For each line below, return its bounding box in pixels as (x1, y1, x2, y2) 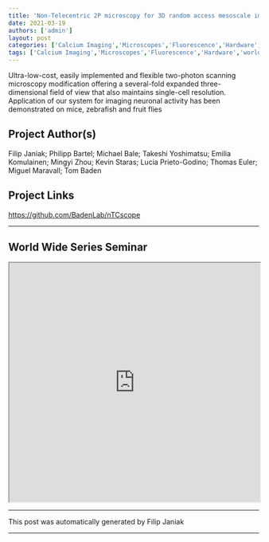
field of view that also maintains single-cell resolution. (49, 88, 227, 96)
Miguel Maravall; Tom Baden (8, 165, 102, 175)
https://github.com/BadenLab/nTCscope (8, 210, 141, 219)
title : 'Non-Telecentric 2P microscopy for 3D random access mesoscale (8, 11, 251, 20)
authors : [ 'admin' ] (8, 26, 73, 34)
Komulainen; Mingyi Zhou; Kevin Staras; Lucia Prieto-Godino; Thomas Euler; (8, 157, 258, 167)
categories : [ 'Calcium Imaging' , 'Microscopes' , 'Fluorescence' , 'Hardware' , (8, 41, 262, 49)
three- (200, 79, 221, 88)
